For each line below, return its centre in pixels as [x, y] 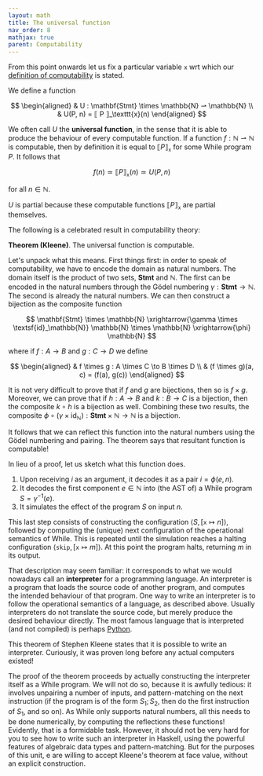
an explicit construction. [47, 763]
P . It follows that [34, 156]
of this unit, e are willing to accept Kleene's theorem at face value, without [128, 755]
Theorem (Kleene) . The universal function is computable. [101, 245]
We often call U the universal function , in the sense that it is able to [118, 130]
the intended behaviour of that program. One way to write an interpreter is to [132, 595]
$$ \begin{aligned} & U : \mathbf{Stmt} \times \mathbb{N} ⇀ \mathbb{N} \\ [132, 106]
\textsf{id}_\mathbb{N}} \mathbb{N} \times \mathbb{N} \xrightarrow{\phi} [132, 328]
